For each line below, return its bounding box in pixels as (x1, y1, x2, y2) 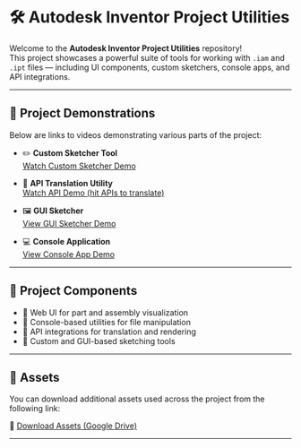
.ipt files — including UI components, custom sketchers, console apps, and (9, 62, 290, 73)
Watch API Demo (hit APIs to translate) (21, 187, 165, 198)
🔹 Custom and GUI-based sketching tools (21, 335, 176, 346)
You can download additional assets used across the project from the (9, 393, 265, 404)
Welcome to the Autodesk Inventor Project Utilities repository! (9, 42, 243, 54)
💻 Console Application (21, 236, 111, 246)
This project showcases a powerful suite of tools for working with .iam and (9, 52, 285, 63)
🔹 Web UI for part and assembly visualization (21, 306, 189, 318)
